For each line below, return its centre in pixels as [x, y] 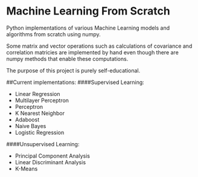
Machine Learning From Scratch [88, 11]
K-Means [26, 169]
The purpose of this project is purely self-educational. [73, 70]
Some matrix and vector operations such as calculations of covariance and [99, 46]
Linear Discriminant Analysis [50, 162]
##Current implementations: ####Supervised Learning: [75, 82]
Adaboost [27, 120]
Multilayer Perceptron [42, 100]
